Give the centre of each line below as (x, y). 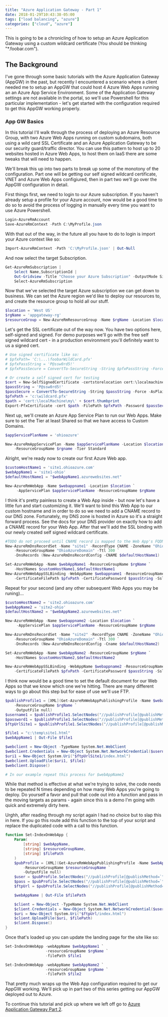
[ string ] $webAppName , (47, 844)
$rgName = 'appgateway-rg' (33, 315)
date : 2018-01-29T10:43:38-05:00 (40, 15)
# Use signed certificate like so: (42, 355)
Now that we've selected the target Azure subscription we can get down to (82, 291)
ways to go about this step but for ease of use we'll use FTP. (67, 692)
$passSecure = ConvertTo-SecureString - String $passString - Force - (78, 392)
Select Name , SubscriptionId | (46, 272)
